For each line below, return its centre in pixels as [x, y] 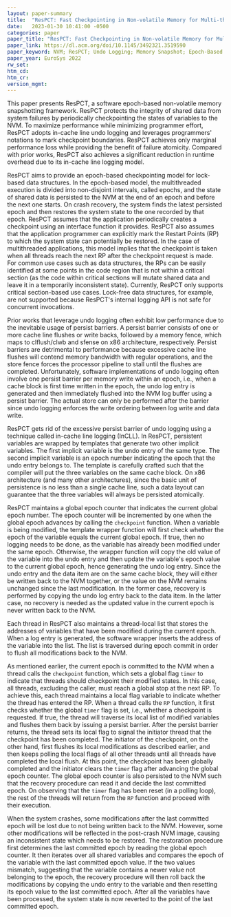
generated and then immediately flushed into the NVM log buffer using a [110, 394]
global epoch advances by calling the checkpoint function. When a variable [113, 523]
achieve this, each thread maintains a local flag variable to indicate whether [114, 695]
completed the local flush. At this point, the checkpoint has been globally [110, 761]
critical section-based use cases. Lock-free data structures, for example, [111, 293]
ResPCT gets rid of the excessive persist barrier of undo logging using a [109, 429]
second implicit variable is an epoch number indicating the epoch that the [111, 458]
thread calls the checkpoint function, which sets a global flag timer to [105, 674]
